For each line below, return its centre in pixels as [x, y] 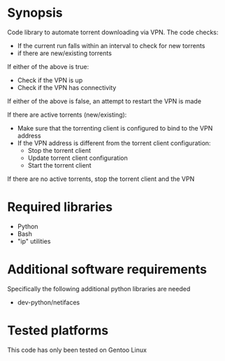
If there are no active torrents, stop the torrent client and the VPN [101, 179]
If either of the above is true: [48, 66]
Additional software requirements [107, 270]
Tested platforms [58, 330]
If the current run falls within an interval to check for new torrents [111, 45]
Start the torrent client [60, 165]
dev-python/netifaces [49, 302]
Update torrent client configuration [78, 158]
